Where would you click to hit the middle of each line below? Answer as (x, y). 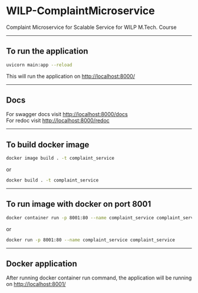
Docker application (42, 264)
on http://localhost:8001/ (36, 284)
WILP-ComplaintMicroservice (80, 11)
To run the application (47, 51)
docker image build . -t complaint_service (60, 158)
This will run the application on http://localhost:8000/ (71, 76)
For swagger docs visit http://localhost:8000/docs (67, 114)
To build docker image (48, 145)
